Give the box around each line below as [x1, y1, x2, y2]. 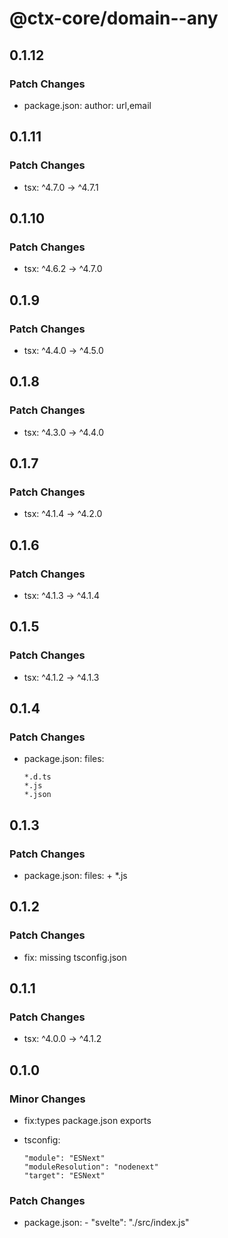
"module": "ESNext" [23, 1153, 106, 1164]
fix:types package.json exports [23, 1115, 152, 1127]
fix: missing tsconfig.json [23, 951, 127, 963]
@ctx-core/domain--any [9, 7, 219, 30]
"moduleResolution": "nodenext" [23, 1162, 159, 1172]
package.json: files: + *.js [23, 870, 128, 882]
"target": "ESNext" [23, 1171, 106, 1181]
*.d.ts [23, 772, 52, 782]
